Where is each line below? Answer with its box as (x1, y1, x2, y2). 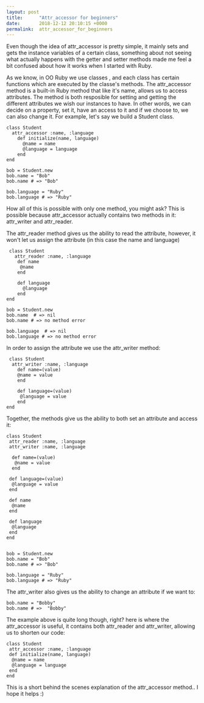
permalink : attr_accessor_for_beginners (6, 26, 113, 32)
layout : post (6, 9, 40, 15)
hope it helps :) (6, 690, 44, 698)
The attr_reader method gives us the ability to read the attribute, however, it (6, 230, 196, 237)
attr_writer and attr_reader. (6, 218, 73, 225)
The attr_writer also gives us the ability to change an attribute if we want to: (6, 588, 195, 596)
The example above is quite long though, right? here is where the (6, 616, 169, 624)
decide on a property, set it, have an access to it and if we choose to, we (6, 106, 189, 114)
